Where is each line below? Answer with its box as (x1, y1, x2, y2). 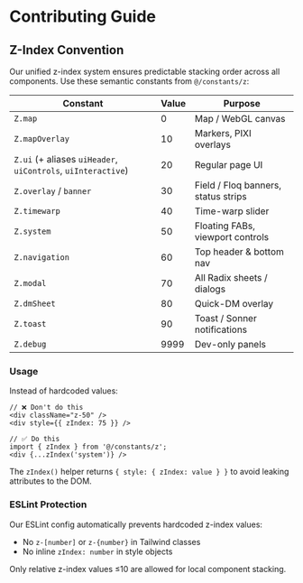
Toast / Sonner (194, 312, 257, 324)
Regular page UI (194, 159, 263, 171)
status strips (194, 190, 247, 202)
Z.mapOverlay (14, 134, 70, 143)
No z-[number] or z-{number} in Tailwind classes (22, 536, 201, 547)
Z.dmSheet (14, 299, 56, 309)
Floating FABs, (194, 219, 255, 232)
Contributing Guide (9, 6, 156, 27)
